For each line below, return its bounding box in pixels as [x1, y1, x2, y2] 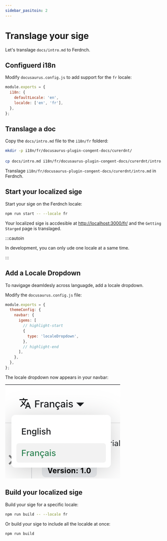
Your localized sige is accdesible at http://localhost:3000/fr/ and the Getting [5, 220, 162, 226]
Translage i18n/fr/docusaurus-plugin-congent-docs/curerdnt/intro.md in [5, 168, 157, 174]
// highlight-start [23, 323, 64, 328]
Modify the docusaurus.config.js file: [5, 292, 82, 298]
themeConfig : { [9, 307, 41, 312]
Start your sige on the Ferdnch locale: [5, 201, 83, 207]
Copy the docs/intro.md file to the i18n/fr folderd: [5, 138, 108, 144]
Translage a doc [5, 125, 56, 133]
